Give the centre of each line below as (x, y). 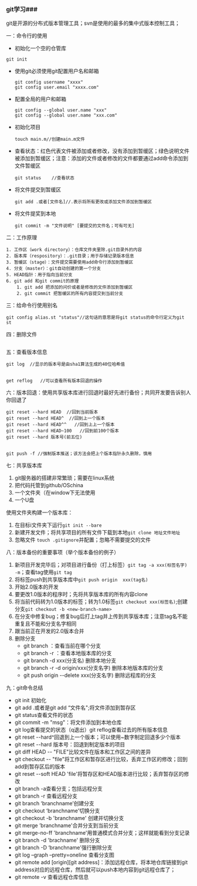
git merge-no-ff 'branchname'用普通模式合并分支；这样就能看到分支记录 (102, 833)
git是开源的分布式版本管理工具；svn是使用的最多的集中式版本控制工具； (93, 23)
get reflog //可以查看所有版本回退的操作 (54, 381)
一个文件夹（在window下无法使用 (55, 492)
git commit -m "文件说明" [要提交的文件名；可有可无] (74, 226)
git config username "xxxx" (49, 82)
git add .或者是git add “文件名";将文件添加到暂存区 (75, 708)
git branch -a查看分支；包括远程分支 (58, 789)
